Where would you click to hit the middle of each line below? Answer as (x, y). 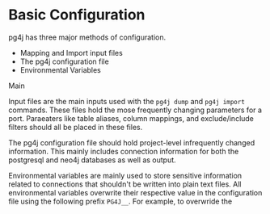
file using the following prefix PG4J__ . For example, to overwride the (120, 201)
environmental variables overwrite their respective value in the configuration (135, 192)
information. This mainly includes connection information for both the (124, 151)
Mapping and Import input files (71, 52)
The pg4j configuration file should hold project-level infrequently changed (132, 142)
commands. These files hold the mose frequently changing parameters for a (135, 110)
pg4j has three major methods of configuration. (87, 37)
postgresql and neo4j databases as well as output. (92, 160)
